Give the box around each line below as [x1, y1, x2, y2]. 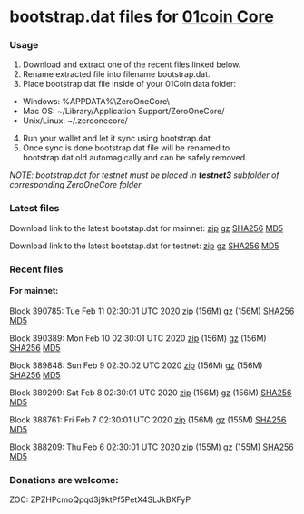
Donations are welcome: [9, 473, 120, 486]
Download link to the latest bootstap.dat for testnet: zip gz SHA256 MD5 [9, 240, 279, 251]
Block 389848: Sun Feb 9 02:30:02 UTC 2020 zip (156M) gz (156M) [9, 360, 263, 371]
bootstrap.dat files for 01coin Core [9, 6, 274, 27]
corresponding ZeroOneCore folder [9, 179, 142, 190]
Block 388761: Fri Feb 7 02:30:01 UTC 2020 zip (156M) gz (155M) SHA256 [9, 414, 287, 425]
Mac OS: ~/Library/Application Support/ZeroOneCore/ [22, 106, 225, 117]
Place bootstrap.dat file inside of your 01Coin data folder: [22, 79, 236, 90]
